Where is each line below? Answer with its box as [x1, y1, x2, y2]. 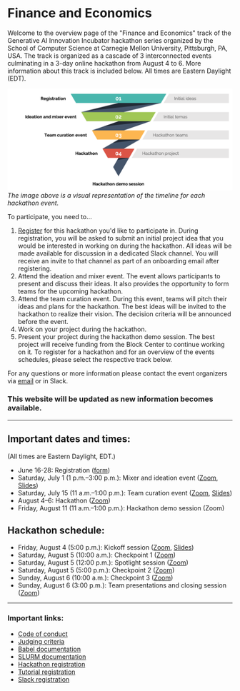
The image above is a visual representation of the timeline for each [7, 191, 206, 199]
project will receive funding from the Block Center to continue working [17, 340, 225, 348]
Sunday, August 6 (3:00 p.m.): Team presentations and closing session [17, 581, 227, 590]
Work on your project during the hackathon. [17, 325, 147, 333]
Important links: [7, 613, 64, 623]
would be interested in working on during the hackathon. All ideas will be [17, 241, 232, 250]
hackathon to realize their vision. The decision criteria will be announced [17, 309, 231, 318]
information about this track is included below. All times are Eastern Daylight [7, 66, 231, 75]
